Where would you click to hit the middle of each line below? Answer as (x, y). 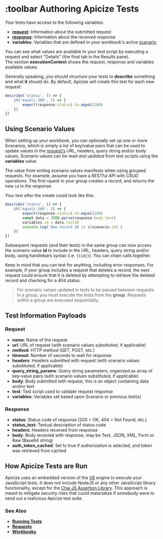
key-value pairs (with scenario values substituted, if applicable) (75, 376)
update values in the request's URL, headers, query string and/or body (76, 151)
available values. (22, 67)
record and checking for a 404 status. (43, 281)
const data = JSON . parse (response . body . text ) (69, 218)
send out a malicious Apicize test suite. (44, 498)
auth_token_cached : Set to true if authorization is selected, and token (82, 446)
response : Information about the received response (64, 37)
